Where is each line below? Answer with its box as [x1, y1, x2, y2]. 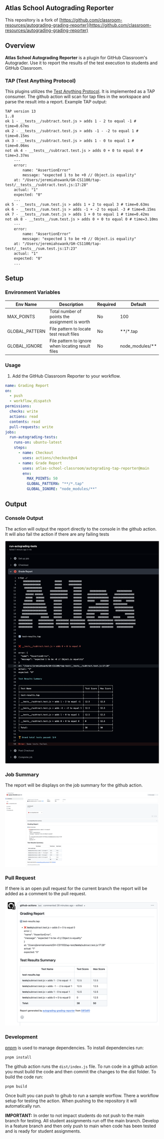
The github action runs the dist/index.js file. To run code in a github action [5, 1063, 158, 1069]
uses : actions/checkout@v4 [22, 456, 78, 460]
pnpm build [5, 1084, 27, 1089]
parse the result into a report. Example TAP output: [5, 99, 107, 104]
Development [5, 1034, 38, 1040]
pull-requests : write [9, 424, 54, 430]
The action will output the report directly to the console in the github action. [5, 526, 157, 532]
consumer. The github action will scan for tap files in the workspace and [5, 93, 150, 100]
